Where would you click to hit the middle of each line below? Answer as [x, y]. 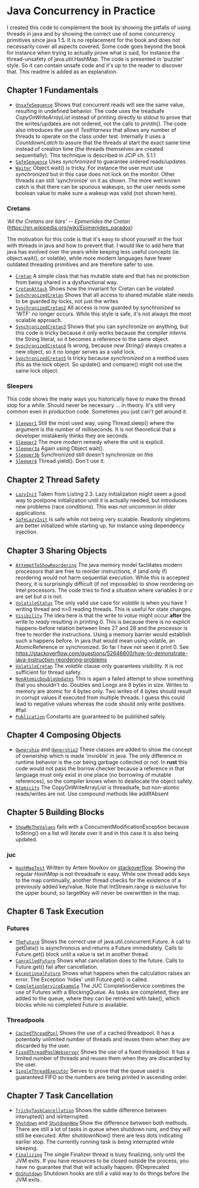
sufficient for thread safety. [49, 672]
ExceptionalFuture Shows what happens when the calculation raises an [102, 973]
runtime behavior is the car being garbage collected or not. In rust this [101, 762]
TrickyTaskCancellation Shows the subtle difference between [91, 1110]
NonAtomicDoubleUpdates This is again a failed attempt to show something [104, 678]
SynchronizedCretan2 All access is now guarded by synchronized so [98, 308]
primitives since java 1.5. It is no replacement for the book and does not [94, 40]
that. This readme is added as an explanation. [62, 71]
